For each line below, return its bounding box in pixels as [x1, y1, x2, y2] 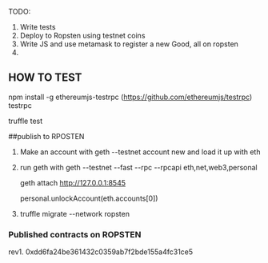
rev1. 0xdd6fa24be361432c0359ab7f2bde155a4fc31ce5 [8, 247, 194, 257]
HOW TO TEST [8, 71, 82, 85]
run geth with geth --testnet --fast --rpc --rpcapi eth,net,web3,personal [19, 162, 258, 172]
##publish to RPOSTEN [8, 131, 85, 141]
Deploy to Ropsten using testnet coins [19, 31, 146, 40]
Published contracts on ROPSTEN [8, 229, 142, 240]
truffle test [8, 116, 43, 126]
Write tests [19, 22, 56, 31]
